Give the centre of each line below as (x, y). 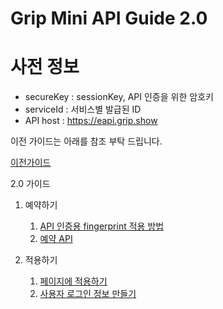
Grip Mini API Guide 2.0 (109, 18)
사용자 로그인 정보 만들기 (88, 294)
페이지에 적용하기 (73, 281)
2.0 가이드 (30, 184)
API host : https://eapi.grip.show (91, 121)
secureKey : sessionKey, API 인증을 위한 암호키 (119, 97)
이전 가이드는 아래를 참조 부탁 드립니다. (86, 141)
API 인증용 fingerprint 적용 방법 (102, 226)
